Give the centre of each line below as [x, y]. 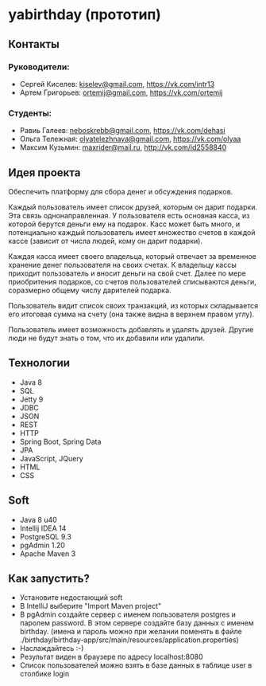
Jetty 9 [31, 399]
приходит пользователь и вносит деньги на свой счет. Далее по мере [127, 273]
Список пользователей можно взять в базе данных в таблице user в [136, 665]
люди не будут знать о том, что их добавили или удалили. [106, 338]
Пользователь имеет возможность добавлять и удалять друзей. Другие [131, 329]
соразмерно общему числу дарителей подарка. [90, 290]
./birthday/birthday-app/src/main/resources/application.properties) [129, 640]
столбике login [44, 674]
